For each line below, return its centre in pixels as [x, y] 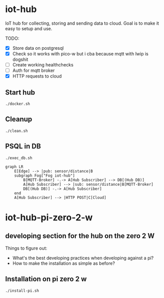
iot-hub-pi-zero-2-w [49, 217]
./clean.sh [17, 131]
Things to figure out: [26, 248]
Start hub [20, 92]
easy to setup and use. [29, 28]
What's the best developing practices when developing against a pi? [83, 258]
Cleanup [19, 119]
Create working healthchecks [43, 65]
